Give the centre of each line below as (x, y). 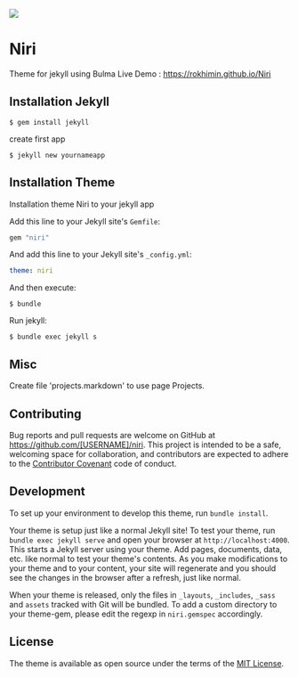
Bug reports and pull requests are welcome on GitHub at (113, 435)
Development (48, 491)
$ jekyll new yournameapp (57, 155)
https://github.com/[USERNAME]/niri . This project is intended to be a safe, (145, 445)
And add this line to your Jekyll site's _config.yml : (101, 255)
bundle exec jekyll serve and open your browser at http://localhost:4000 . (149, 540)
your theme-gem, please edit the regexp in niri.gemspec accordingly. (136, 614)
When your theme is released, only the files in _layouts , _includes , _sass (142, 595)
